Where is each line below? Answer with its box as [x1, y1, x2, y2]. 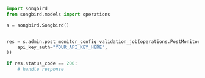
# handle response [17, 67, 64, 73]
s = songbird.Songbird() [6, 22, 70, 28]
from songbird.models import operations [6, 11, 111, 18]
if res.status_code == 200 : [6, 60, 78, 67]
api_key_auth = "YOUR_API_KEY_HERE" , [17, 44, 108, 50]
